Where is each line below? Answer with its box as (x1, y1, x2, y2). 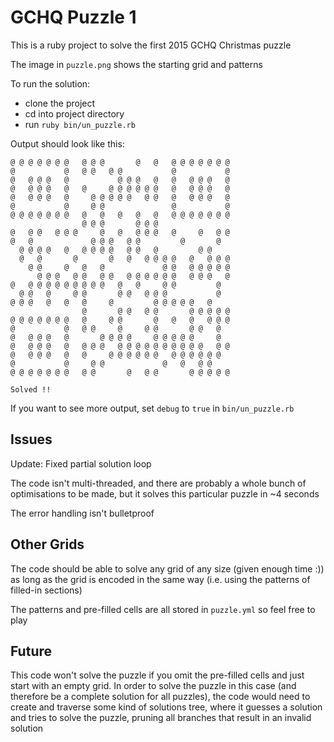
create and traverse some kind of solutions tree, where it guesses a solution (10, 701, 323, 713)
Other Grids (10, 536, 85, 553)
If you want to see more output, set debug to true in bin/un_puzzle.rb (10, 402, 295, 414)
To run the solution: (10, 77, 91, 90)
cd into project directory (24, 107, 125, 120)
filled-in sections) (10, 584, 83, 596)
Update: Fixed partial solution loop (10, 457, 152, 470)
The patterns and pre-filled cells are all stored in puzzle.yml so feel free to (10, 603, 316, 615)
